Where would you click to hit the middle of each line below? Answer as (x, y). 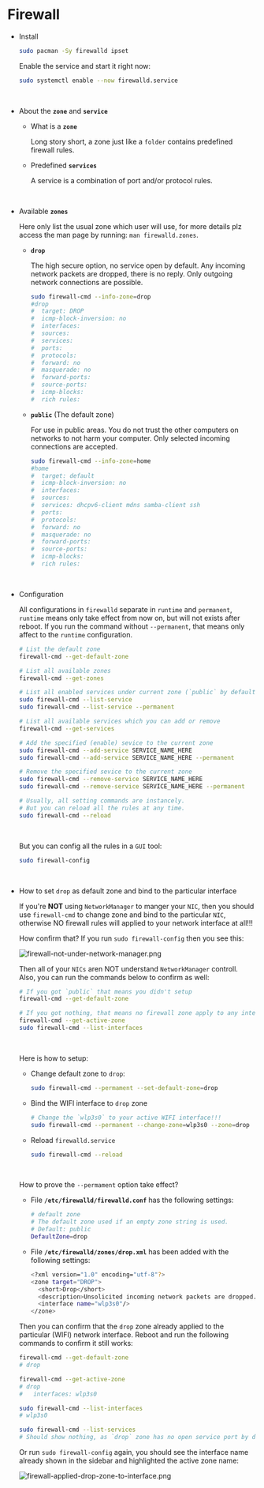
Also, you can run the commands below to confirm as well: (114, 977)
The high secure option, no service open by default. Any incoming (138, 265)
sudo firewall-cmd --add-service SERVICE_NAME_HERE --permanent (126, 757)
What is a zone (54, 126)
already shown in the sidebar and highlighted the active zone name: (129, 1461)
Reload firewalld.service (73, 1140)
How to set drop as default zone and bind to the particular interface (128, 891)
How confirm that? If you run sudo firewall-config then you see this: (131, 938)
